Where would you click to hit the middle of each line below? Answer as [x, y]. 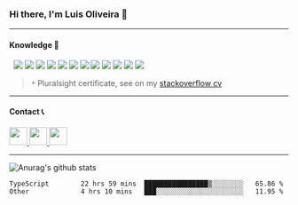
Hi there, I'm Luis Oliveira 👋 [68, 14]
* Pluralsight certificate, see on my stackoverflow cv [126, 83]
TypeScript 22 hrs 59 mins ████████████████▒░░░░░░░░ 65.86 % [146, 184]
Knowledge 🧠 [34, 44]
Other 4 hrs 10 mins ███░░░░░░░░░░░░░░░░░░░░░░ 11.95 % [146, 191]
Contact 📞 [27, 112]
